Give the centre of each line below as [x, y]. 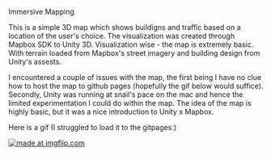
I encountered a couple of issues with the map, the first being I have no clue [135, 77]
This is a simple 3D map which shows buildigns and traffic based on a [125, 27]
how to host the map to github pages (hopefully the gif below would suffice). [136, 86]
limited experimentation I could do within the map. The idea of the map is [130, 103]
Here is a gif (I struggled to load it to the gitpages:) [92, 127]
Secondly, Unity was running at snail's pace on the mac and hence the [126, 95]
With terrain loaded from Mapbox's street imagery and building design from [134, 53]
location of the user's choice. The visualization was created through [122, 36]
